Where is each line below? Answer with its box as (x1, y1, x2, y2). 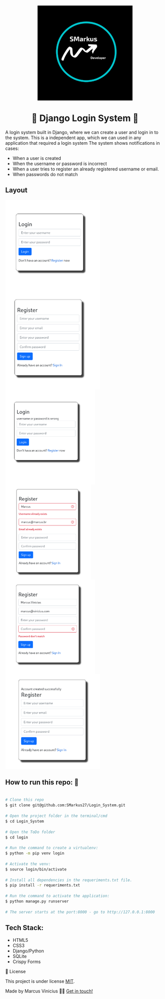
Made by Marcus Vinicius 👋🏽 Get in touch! (5, 988, 93, 994)
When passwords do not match (12, 171, 78, 177)
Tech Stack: (5, 924, 44, 932)
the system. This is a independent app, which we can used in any (5, 135, 142, 141)
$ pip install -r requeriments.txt (5, 883, 80, 888)
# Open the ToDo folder (5, 829, 56, 835)
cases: (5, 145, 19, 151)
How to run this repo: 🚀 (5, 778, 79, 787)
